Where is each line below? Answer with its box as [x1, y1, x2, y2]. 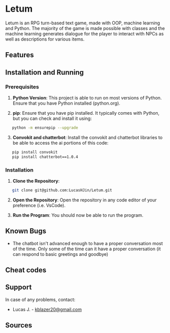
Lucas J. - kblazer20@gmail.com [12, 306, 82, 312]
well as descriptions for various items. [5, 36, 85, 42]
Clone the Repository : [12, 178, 60, 184]
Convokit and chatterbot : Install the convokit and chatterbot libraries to [12, 134, 163, 140]
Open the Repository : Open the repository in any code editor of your [12, 196, 157, 203]
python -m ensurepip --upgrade [12, 125, 79, 130]
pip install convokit [12, 149, 58, 155]
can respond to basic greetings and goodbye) [12, 251, 109, 257]
